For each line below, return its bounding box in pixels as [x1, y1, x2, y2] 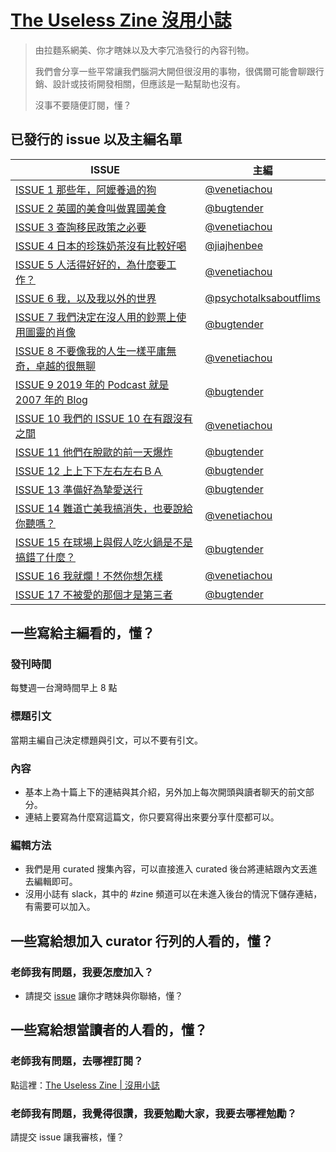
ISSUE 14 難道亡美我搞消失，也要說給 [15, 501, 193, 515]
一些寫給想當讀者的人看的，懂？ [10, 1022, 208, 1039]
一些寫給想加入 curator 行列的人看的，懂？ [10, 932, 274, 950]
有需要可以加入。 [24, 901, 96, 913]
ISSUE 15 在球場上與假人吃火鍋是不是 [15, 535, 193, 549]
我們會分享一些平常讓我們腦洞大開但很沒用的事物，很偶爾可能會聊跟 [34, 65, 316, 77]
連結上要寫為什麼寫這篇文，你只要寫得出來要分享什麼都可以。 [24, 811, 280, 823]
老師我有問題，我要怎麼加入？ [10, 965, 155, 979]
